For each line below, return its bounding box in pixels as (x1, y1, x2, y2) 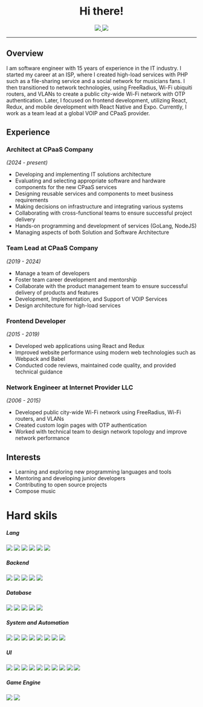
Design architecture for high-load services (14, 301, 121, 309)
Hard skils (6, 509, 57, 523)
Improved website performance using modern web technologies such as (14, 349, 196, 356)
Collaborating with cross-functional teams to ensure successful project (14, 209, 192, 216)
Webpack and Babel (14, 355, 65, 363)
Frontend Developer (6, 317, 66, 325)
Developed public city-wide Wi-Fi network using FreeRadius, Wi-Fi (14, 409, 181, 416)
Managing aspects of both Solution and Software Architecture (14, 229, 169, 236)
